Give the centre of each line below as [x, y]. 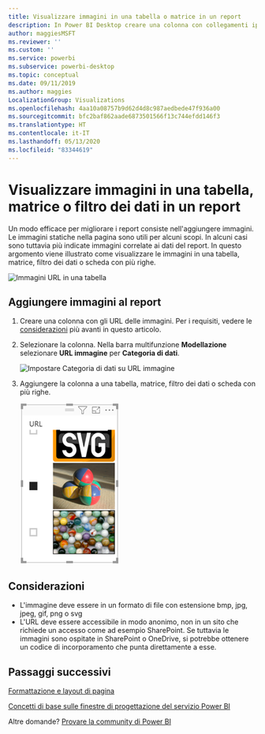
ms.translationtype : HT [47, 125]
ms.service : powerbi [42, 58]
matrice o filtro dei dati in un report [124, 206]
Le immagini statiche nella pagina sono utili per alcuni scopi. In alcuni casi [128, 237]
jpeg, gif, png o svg [51, 614]
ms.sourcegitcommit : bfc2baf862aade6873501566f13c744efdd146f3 [114, 117]
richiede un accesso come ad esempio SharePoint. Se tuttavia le [124, 631]
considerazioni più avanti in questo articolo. [90, 330]
